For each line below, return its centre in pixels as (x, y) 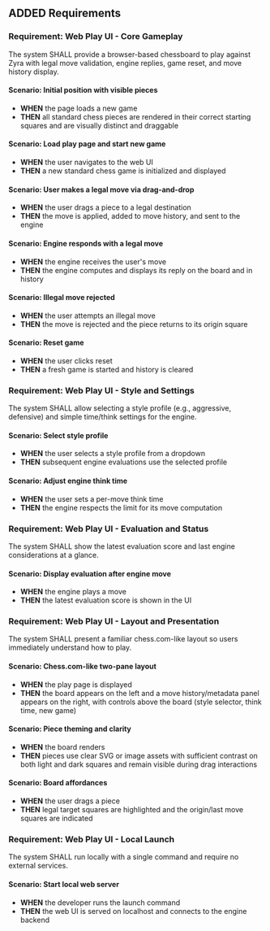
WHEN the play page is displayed (76, 684)
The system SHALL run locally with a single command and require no (124, 857)
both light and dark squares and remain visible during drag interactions (139, 764)
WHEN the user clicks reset (66, 360)
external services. (39, 866)
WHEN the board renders (62, 746)
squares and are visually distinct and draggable (99, 125)
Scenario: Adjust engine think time (68, 481)
